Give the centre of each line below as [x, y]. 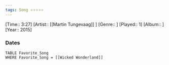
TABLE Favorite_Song [27, 53]
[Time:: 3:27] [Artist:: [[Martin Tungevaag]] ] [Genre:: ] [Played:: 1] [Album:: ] [84, 24]
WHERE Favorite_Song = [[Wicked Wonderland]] [54, 57]
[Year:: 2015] [19, 29]
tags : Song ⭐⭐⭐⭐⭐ [25, 10]
